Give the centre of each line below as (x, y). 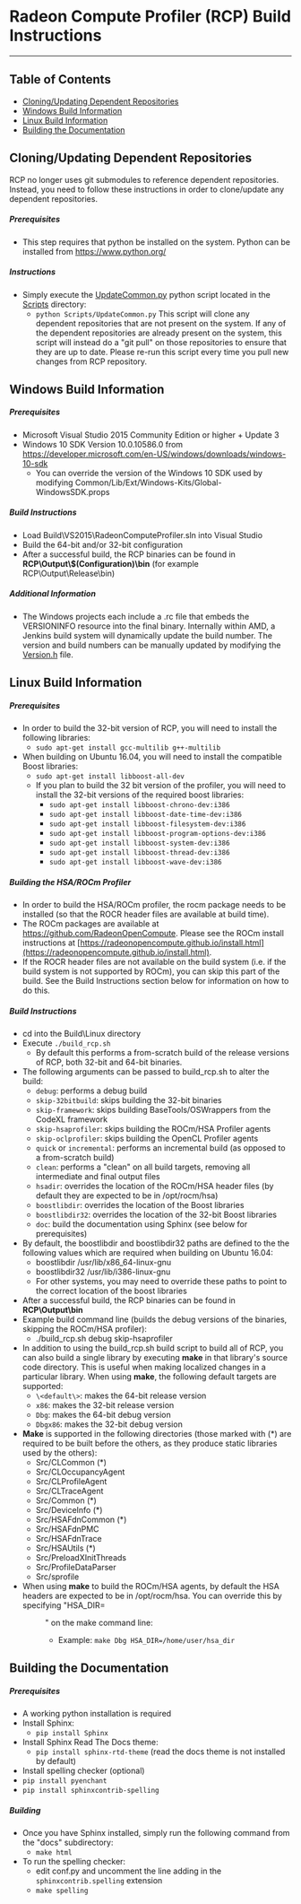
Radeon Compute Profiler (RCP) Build (150, 17)
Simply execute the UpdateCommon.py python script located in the (146, 294)
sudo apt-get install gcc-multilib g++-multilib (128, 748)
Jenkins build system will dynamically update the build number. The (147, 635)
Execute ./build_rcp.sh (66, 1043)
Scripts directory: (54, 304)
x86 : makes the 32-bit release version (105, 1405)
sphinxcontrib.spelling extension (99, 1881)
